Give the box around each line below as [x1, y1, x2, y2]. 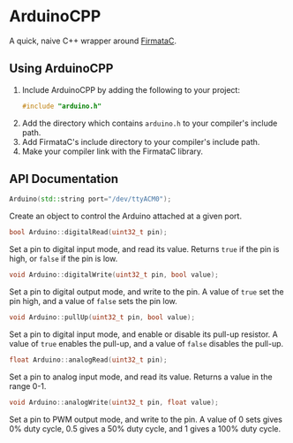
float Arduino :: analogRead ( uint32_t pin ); [9, 355, 168, 364]
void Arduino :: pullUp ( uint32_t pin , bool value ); [9, 313, 196, 322]
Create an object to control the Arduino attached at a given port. [9, 210, 243, 222]
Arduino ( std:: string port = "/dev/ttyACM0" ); [9, 195, 172, 204]
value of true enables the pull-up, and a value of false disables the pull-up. [9, 338, 284, 348]
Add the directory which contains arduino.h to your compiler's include [21, 118, 278, 128]
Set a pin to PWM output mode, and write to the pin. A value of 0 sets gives [9, 414, 282, 424]
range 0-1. [9, 380, 47, 391]
